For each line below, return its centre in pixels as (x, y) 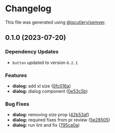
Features (16, 75)
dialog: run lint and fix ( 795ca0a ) (46, 125)
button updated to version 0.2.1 (45, 63)
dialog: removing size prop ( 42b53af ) (51, 115)
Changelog (28, 9)
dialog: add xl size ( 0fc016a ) (41, 86)
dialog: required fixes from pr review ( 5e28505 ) (61, 120)
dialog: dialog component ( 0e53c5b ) (50, 91)
